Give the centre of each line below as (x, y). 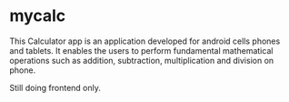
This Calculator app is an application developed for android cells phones (145, 41)
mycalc (38, 16)
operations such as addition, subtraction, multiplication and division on (142, 60)
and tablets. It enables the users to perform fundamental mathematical (141, 50)
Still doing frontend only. (55, 87)
